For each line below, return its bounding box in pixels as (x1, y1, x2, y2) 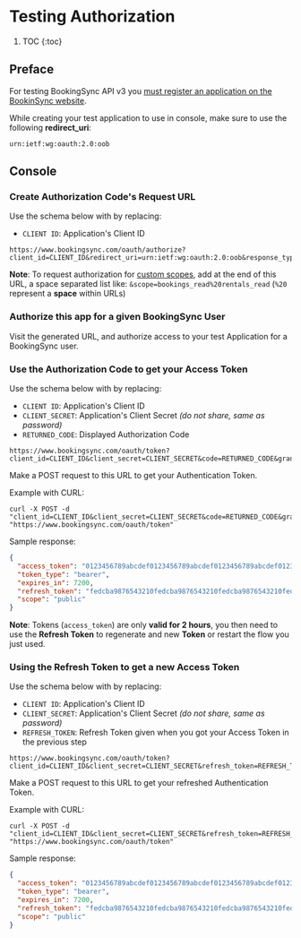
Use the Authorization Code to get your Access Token (9, 363, 248, 375)
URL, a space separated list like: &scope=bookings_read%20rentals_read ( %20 (9, 279, 288, 289)
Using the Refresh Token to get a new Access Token (9, 661, 240, 674)
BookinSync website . (9, 95, 87, 106)
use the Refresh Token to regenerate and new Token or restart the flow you (9, 629, 289, 640)
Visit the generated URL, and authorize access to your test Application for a (9, 331, 288, 341)
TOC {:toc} (21, 36, 63, 47)
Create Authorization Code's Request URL (9, 191, 196, 203)
